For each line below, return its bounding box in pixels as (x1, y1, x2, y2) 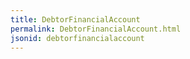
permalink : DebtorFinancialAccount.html (10, 24, 182, 34)
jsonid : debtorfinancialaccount (10, 33, 145, 43)
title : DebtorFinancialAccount (10, 14, 141, 25)
